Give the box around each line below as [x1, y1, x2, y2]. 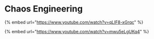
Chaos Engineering [4, 3, 83, 14]
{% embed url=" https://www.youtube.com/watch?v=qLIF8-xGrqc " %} [4, 19, 143, 25]
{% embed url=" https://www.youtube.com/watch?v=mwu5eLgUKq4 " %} [4, 28, 149, 34]
